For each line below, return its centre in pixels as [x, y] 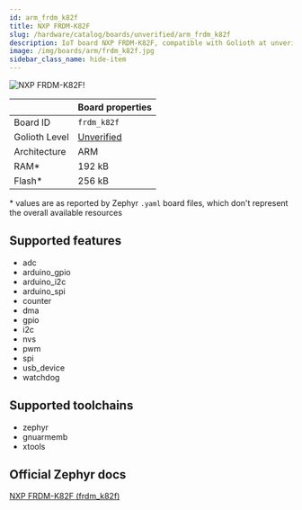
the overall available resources [66, 213]
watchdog [41, 377]
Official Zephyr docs [68, 474]
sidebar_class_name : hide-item [68, 59]
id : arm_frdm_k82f [44, 18]
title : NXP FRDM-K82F [50, 26]
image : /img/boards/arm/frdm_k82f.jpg [82, 51]
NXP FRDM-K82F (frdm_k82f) [65, 497]
